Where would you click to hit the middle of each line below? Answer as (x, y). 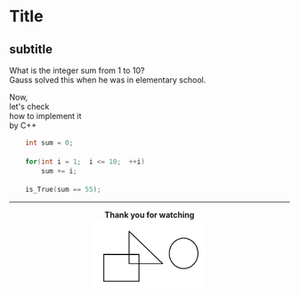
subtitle (31, 49)
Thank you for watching (149, 215)
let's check (29, 107)
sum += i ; (59, 171)
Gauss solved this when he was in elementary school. (108, 80)
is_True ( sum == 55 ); (63, 190)
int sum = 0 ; (49, 143)
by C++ (23, 125)
